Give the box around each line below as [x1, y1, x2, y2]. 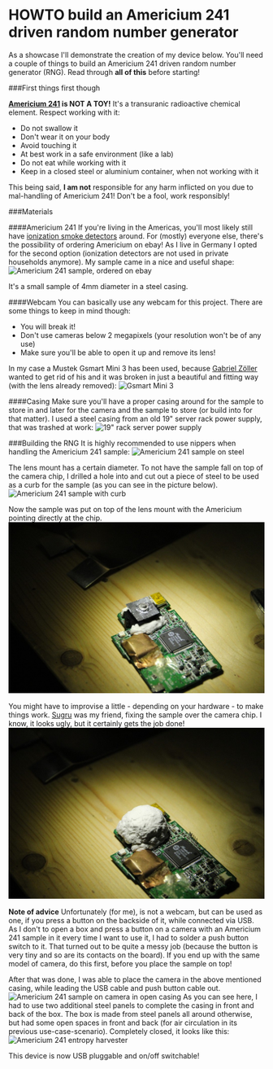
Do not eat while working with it [19, 157, 127, 168]
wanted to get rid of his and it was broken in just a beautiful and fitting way [8, 372, 258, 382]
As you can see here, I [182, 992, 258, 1002]
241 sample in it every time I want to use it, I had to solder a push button [8, 933, 249, 943]
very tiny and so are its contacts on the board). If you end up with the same [8, 950, 260, 960]
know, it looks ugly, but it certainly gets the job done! [8, 719, 185, 729]
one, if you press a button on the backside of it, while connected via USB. [8, 916, 254, 926]
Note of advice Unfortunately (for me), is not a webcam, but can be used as [8, 907, 262, 917]
